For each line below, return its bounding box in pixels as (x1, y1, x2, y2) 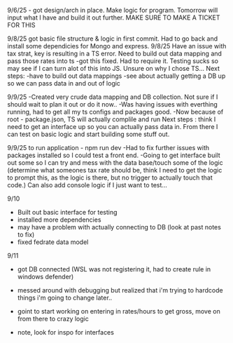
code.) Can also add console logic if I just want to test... (7, 181, 168, 189)
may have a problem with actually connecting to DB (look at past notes (17, 223, 222, 231)
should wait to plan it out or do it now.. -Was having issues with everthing (7, 100, 218, 108)
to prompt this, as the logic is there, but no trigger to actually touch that (7, 173, 213, 182)
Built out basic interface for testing (17, 208, 118, 216)
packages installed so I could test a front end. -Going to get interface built (7, 151, 220, 159)
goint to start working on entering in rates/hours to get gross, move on (17, 307, 220, 315)
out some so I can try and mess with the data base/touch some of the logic (7, 159, 223, 167)
